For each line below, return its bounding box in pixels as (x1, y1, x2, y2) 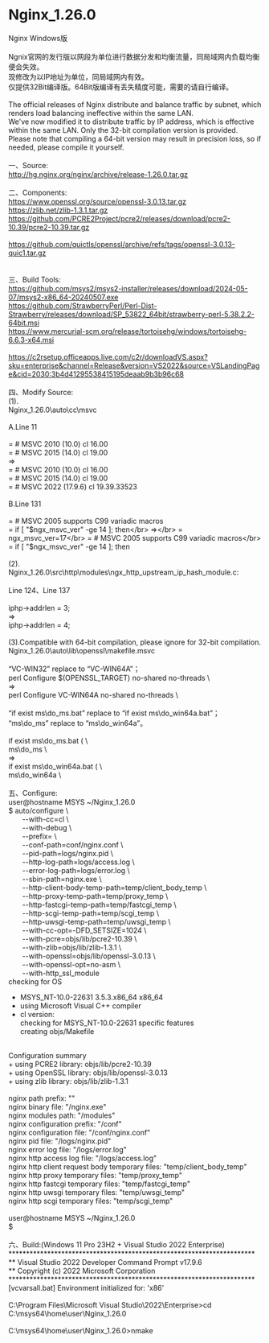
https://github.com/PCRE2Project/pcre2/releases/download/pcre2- (8, 213, 231, 223)
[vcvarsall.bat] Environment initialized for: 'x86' (8, 1283, 165, 1292)
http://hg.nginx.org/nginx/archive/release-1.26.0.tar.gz (8, 169, 189, 179)
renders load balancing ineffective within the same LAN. (8, 108, 194, 117)
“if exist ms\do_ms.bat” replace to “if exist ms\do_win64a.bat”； (8, 708, 221, 718)
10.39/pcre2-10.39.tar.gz (8, 222, 90, 232)
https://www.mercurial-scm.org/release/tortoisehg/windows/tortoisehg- (8, 326, 247, 336)
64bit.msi (8, 318, 40, 328)
